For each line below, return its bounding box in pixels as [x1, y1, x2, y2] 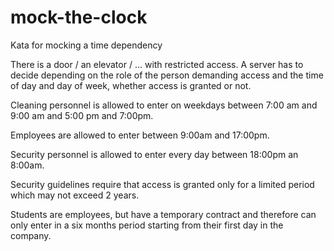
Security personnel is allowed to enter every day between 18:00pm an [10, 148, 299, 160]
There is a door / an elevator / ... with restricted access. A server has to [10, 58, 304, 70]
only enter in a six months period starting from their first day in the [10, 219, 284, 231]
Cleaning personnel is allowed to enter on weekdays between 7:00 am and [10, 99, 318, 111]
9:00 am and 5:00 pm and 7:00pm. [10, 109, 154, 121]
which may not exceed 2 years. [10, 189, 140, 201]
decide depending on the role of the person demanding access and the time [10, 69, 324, 81]
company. [10, 229, 52, 241]
